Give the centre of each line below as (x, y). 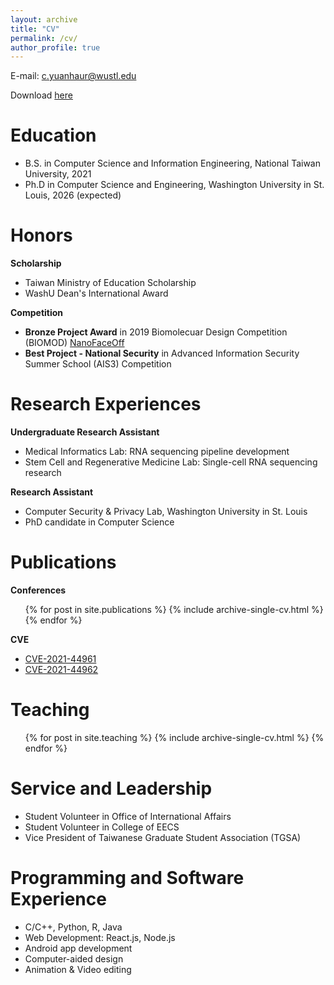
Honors (41, 235)
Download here (41, 95)
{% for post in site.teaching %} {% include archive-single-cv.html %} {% (174, 737)
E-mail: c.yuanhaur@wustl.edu (73, 76)
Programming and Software (127, 878)
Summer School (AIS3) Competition (98, 364)
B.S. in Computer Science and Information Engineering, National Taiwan (172, 163)
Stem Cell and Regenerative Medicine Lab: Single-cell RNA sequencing (171, 462)
